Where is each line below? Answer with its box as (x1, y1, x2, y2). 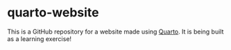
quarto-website (7, 5, 99, 21)
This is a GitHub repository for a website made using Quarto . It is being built (7, 27, 224, 36)
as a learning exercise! (7, 34, 71, 42)
